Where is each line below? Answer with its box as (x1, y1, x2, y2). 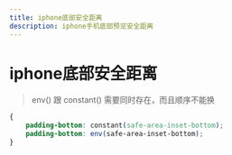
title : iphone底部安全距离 (9, 13, 103, 23)
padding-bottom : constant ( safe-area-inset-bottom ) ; (25, 121, 224, 131)
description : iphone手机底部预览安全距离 (9, 22, 153, 31)
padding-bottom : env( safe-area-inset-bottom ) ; (25, 130, 204, 139)
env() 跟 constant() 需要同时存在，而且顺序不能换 (31, 95, 215, 105)
